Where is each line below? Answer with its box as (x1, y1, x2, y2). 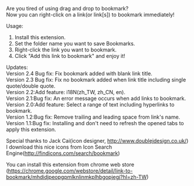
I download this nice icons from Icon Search (6, 143, 113, 150)
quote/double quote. (6, 82, 56, 89)
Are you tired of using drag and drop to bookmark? (6, 5, 129, 12)
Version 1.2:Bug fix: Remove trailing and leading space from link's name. (6, 113, 181, 120)
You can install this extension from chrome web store (6, 161, 135, 168)
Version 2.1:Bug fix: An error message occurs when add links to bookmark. (6, 95, 186, 102)
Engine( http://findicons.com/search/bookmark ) (6, 150, 120, 157)
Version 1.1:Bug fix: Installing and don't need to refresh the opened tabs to (6, 120, 184, 126)
